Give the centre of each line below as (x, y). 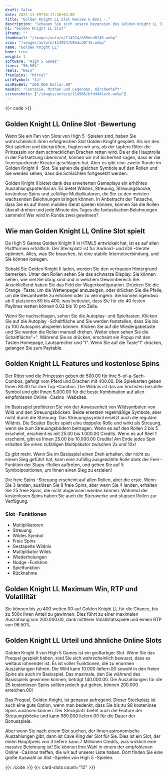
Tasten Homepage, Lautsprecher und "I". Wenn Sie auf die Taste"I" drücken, (84, 343)
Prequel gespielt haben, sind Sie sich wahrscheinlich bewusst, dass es (78, 658)
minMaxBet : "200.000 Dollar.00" (39, 84)
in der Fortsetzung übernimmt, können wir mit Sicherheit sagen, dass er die (83, 157)
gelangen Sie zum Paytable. (34, 348)
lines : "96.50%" (22, 66)
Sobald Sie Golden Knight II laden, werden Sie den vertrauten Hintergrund (81, 269)
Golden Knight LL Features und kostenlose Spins (82, 364)
